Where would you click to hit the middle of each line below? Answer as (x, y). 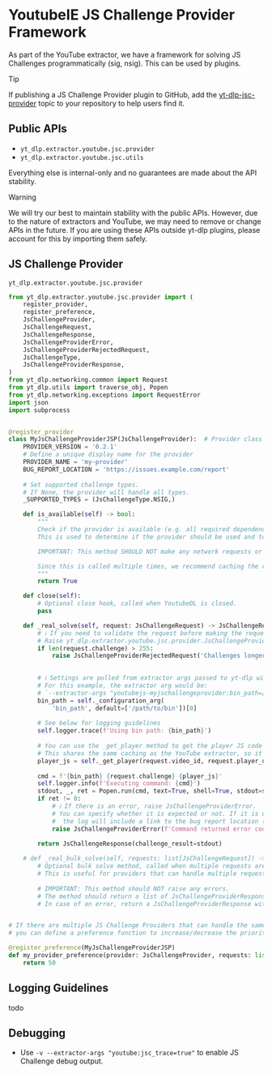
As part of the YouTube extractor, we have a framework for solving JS (125, 54)
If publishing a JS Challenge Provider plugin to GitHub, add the (113, 94)
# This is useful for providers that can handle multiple (137, 874)
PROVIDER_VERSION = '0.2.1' (70, 447)
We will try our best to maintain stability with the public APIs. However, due (133, 213)
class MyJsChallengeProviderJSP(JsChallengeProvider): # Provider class (136, 440)
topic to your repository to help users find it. (111, 103)
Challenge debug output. (62, 1061)
